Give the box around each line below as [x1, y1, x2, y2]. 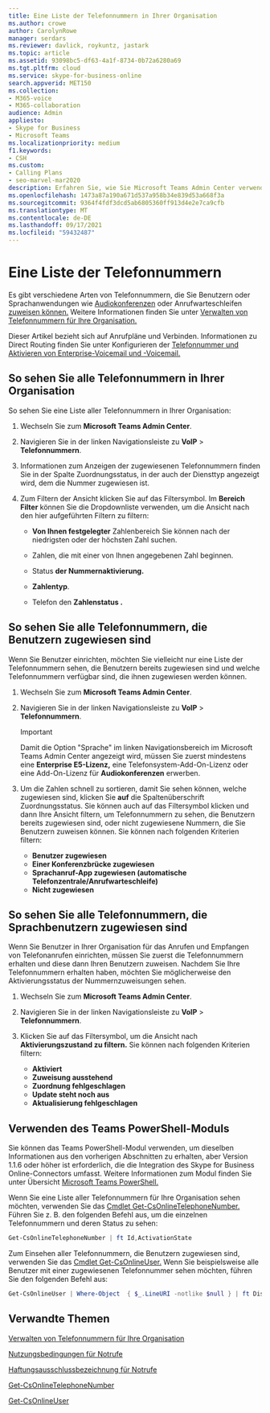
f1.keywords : [8, 146, 52, 154]
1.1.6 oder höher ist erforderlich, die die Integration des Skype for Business [8, 1160, 255, 1170]
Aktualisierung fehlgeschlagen [31, 1098, 138, 1108]
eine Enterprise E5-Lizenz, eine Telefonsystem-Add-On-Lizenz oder [19, 760, 249, 769]
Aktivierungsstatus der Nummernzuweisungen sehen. [8, 976, 186, 986]
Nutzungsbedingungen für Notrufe [8, 1349, 123, 1358]
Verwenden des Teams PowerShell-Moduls [8, 1122, 230, 1135]
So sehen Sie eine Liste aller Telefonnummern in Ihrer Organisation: [8, 406, 231, 415]
